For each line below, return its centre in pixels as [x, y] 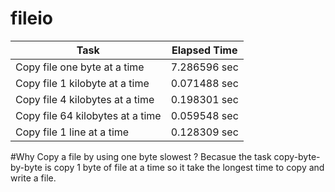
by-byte [26, 167]
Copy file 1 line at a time [72, 132]
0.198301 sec [204, 99]
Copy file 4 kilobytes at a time [85, 99]
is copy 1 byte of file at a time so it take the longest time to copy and [184, 167]
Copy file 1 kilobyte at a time [82, 83]
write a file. [33, 178]
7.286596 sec [204, 67]
